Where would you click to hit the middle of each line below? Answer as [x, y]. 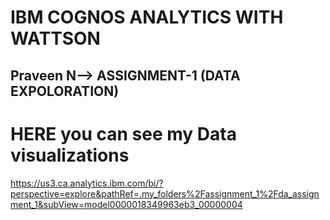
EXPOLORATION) [65, 91]
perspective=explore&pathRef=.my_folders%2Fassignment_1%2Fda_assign [165, 193]
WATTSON [55, 38]
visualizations [70, 155]
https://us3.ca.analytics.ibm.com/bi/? [87, 183]
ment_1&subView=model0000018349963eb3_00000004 [126, 204]
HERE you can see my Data [123, 133]
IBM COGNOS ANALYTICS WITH [147, 17]
